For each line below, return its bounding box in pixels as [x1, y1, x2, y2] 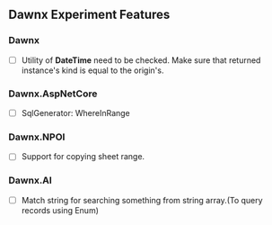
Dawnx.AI [8, 175, 53, 187]
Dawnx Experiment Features [8, 7, 171, 22]
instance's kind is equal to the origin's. [21, 65, 164, 76]
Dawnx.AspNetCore [8, 87, 98, 100]
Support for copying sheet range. [21, 151, 145, 162]
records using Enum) [21, 204, 100, 215]
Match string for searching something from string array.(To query [21, 194, 263, 205]
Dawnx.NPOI [8, 130, 66, 143]
